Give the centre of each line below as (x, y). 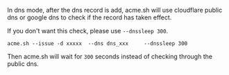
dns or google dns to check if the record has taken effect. (90, 17)
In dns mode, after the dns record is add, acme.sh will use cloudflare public (115, 10)
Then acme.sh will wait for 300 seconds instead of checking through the (110, 56)
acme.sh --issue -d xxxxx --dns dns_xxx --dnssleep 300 (97, 44)
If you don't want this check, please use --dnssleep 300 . (88, 31)
